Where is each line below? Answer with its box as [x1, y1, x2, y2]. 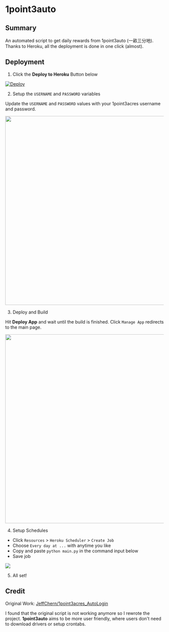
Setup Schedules [12, 527, 48, 533]
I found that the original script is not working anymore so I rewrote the [5, 610, 150, 616]
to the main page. [5, 324, 42, 330]
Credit [5, 587, 25, 596]
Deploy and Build [12, 309, 48, 315]
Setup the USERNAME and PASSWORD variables [12, 91, 101, 97]
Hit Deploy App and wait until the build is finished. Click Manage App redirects [5, 319, 164, 325]
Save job [12, 553, 31, 559]
